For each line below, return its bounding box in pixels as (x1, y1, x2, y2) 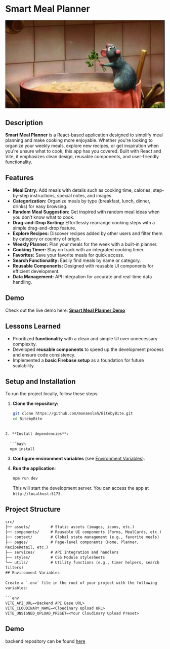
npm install (10, 447, 35, 452)
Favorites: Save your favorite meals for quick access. (12, 252, 124, 258)
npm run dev (12, 476, 38, 481)
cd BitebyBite (12, 417, 42, 422)
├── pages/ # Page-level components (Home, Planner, (5, 540, 139, 545)
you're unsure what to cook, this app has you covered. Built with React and (5, 148, 161, 154)
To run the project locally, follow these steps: (5, 391, 99, 397)
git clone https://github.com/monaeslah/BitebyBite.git (12, 411, 133, 416)
